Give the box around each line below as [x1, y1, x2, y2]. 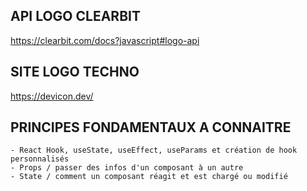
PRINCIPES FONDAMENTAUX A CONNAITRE [10, 119, 292, 136]
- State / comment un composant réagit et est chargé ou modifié [10, 172, 288, 182]
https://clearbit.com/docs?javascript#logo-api [10, 34, 200, 46]
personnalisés [10, 154, 70, 164]
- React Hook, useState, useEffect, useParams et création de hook [10, 145, 298, 156]
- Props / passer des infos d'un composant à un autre [10, 163, 244, 173]
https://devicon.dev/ [10, 90, 94, 102]
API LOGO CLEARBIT [10, 8, 141, 25]
